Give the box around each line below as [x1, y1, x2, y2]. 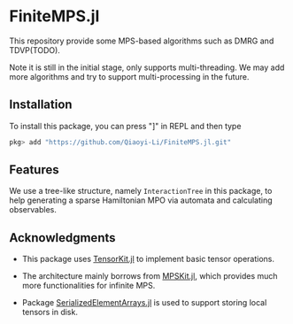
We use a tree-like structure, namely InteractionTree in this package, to [9, 186, 273, 197]
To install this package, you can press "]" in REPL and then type [9, 120, 242, 131]
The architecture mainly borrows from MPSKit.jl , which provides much [21, 271, 278, 282]
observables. [9, 204, 58, 215]
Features [9, 162, 59, 178]
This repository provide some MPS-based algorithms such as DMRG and [9, 35, 274, 46]
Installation [9, 97, 73, 112]
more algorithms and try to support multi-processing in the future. [9, 71, 250, 81]
